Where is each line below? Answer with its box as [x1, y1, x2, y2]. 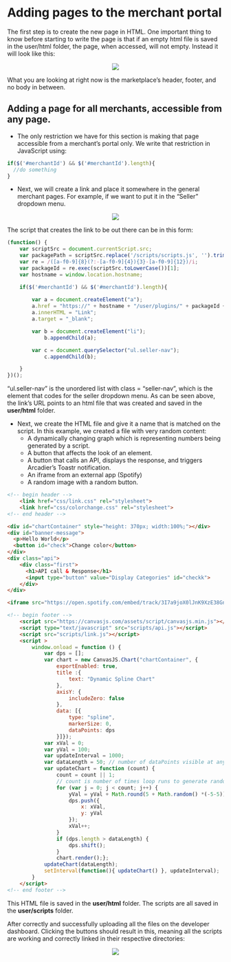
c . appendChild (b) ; [43, 353, 97, 360]
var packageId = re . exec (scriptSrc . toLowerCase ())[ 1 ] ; [19, 265, 180, 272]
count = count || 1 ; [56, 772, 115, 778]
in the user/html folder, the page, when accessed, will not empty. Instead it [7, 42, 219, 50]
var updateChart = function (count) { [43, 765, 155, 772]
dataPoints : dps [68, 727, 115, 734]
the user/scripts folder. [7, 906, 74, 915]
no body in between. [7, 83, 65, 91]
